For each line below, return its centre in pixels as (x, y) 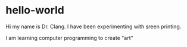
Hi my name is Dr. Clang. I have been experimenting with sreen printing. (93, 26)
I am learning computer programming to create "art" (69, 38)
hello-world (35, 10)
